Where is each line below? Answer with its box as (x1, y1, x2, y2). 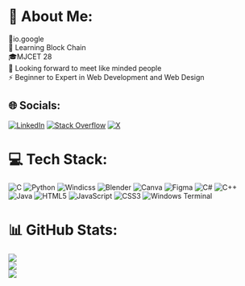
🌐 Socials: (8, 99, 61, 112)
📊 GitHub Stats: (8, 221, 118, 239)
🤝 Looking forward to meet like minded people (8, 63, 162, 73)
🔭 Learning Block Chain (8, 42, 86, 52)
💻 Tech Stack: (8, 149, 108, 168)
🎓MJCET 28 (8, 52, 52, 61)
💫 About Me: (8, 7, 93, 26)
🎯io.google (8, 34, 44, 44)
